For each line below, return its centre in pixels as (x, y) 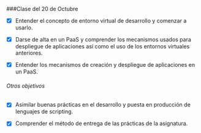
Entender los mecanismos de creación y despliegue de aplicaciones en (105, 65)
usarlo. (24, 28)
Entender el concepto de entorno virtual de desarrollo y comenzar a (101, 21)
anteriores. (29, 53)
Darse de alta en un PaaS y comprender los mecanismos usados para (103, 40)
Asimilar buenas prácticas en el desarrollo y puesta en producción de (103, 105)
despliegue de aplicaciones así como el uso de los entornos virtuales (102, 47)
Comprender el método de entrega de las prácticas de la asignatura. (101, 123)
